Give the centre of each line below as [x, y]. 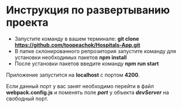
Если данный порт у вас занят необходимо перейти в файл [80, 86]
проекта [27, 22]
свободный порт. [27, 98]
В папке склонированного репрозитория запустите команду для [95, 51]
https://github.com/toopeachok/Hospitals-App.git [77, 45]
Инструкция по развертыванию [88, 10]
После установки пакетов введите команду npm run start [87, 63]
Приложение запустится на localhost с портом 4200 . [73, 75]
